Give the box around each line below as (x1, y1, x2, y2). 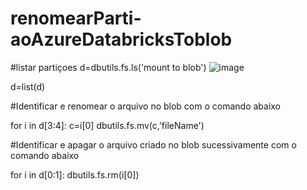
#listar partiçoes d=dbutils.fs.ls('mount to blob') (10, 61, 207, 73)
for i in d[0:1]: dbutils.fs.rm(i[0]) (10, 168, 140, 181)
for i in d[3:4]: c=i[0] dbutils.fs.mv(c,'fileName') (10, 119, 205, 131)
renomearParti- (10, 7, 142, 30)
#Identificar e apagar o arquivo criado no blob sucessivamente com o (10, 138, 297, 151)
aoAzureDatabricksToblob (10, 28, 233, 51)
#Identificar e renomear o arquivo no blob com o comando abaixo (10, 100, 282, 112)
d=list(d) (10, 80, 46, 92)
